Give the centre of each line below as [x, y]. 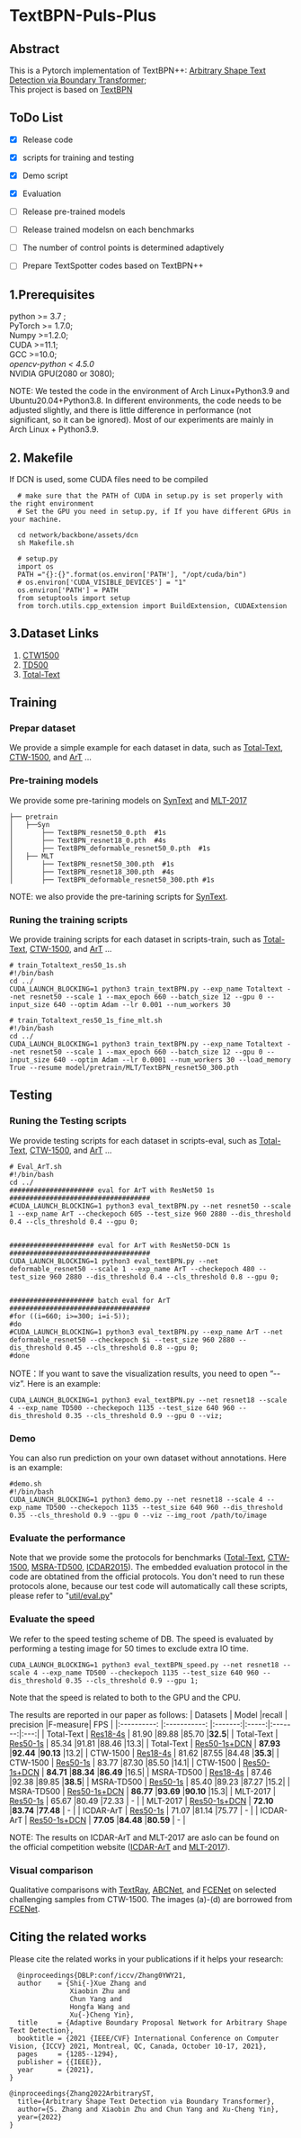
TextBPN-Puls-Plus [83, 16]
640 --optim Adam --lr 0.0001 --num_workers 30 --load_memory [173, 1060]
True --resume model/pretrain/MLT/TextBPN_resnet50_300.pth [124, 1068]
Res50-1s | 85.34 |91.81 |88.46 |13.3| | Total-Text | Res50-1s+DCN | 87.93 [145, 1743]
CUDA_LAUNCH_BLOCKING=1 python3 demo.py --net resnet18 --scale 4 [136, 1500]
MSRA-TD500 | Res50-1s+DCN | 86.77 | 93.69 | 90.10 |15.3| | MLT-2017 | [143, 1791]
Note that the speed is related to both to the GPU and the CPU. [125, 1697]
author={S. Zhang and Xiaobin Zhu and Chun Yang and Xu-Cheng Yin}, [148, 2109]
